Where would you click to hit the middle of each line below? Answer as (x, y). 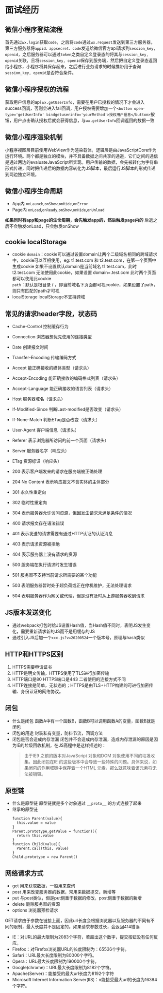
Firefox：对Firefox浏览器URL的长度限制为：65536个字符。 (71, 949)
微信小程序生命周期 (34, 191)
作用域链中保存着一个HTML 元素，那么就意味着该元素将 (97, 768)
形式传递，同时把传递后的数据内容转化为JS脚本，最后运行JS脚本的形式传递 (80, 168)
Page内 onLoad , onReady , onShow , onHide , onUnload (58, 210)
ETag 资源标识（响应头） (37, 461)
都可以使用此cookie (32, 279)
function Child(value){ (36, 844)
